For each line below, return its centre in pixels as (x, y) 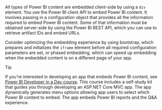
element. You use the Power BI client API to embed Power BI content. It (76, 12)
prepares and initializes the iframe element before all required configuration (81, 47)
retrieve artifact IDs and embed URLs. (43, 33)
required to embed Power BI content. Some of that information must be (76, 22)
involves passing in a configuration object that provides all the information (79, 17)
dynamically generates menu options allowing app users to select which (77, 92)
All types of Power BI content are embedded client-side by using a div (75, 7)
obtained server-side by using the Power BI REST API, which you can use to (81, 28)
